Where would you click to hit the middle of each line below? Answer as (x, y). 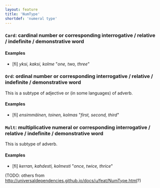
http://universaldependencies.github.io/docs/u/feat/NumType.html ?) (73, 180)
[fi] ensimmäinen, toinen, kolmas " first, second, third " (66, 115)
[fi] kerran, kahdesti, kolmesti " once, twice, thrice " (62, 166)
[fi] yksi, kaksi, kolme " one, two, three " (51, 64)
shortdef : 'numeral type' (31, 18)
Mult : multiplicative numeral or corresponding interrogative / (78, 127)
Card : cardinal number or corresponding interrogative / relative (80, 35)
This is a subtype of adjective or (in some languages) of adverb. (69, 93)
